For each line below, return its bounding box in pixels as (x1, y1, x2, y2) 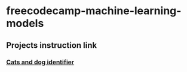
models (6, 17, 44, 30)
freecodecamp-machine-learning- (6, 4, 182, 18)
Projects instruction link (6, 40, 97, 50)
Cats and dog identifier (6, 58, 75, 66)
